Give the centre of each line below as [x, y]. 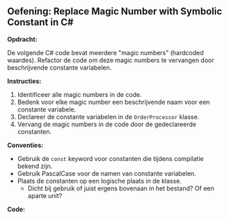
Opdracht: [22, 39]
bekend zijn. [35, 166]
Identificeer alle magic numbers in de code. [79, 94]
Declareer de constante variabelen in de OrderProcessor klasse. [108, 116]
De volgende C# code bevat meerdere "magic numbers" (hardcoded [105, 52]
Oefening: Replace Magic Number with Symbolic [115, 12]
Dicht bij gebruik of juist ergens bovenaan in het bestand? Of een [121, 188]
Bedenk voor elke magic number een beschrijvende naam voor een [113, 102]
